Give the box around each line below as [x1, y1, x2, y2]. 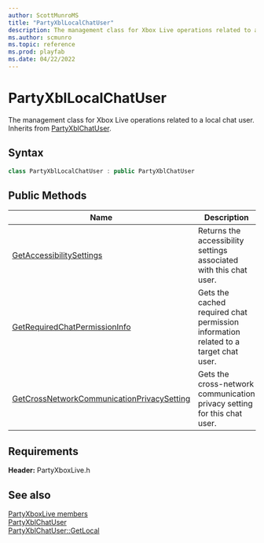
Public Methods [8, 189, 87, 202]
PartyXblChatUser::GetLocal [8, 526, 100, 535]
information [197, 327, 241, 338]
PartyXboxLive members [8, 508, 88, 519]
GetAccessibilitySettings [12, 250, 103, 261]
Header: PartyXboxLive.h [8, 465, 90, 475]
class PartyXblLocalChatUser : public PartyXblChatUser [8, 167, 195, 175]
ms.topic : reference [8, 41, 76, 49]
